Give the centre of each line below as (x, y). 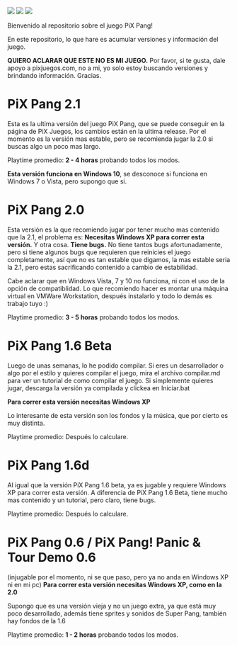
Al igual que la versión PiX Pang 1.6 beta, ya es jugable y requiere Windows (117, 484)
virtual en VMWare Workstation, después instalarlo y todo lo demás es (110, 296)
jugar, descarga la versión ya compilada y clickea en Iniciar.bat (99, 388)
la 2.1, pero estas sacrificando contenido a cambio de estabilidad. (103, 267)
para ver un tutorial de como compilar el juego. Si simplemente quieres (110, 380)
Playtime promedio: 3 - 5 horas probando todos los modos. (94, 317)
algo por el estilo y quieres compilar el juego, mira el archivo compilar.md (114, 373)
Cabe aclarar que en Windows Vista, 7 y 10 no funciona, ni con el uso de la (116, 280)
